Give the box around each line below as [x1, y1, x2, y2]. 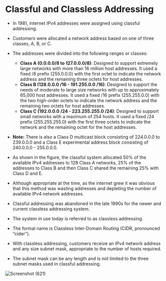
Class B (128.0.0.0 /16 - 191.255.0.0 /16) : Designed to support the [20, 81, 157, 87]
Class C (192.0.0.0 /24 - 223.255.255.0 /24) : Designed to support [20, 108, 159, 114]
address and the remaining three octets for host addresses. [20, 76, 143, 82]
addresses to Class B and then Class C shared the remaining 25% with [12, 165, 159, 171]
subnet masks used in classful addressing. [12, 260, 101, 267]
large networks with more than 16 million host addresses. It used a [20, 65, 157, 71]
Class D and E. [12, 170, 43, 176]
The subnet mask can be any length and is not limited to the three [12, 255, 149, 261]
